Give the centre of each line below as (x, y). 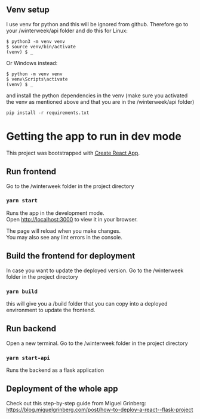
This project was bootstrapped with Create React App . (73, 153)
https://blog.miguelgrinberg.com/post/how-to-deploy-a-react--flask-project (100, 409)
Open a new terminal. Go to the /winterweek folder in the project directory (97, 343)
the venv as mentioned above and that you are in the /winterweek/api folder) (100, 101)
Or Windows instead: (32, 63)
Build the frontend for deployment (71, 256)
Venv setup (28, 10)
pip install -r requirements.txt (48, 113)
